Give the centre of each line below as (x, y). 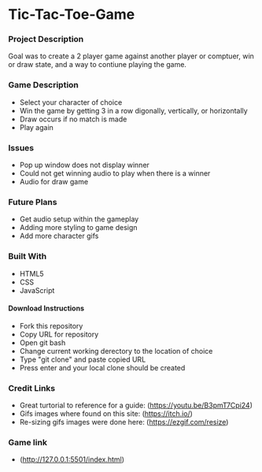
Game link (28, 443)
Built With (28, 256)
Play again (36, 127)
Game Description (43, 85)
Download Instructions (46, 308)
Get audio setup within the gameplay (79, 219)
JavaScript (37, 290)
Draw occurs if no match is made (73, 119)
